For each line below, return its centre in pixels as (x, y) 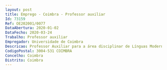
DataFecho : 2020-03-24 (29, 33)
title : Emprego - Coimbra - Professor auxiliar (55, 14)
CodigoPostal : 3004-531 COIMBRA (39, 51)
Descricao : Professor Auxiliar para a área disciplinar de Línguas (77, 46)
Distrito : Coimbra (24, 60)
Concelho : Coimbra (24, 55)
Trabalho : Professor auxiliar (37, 37)
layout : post (19, 10)
